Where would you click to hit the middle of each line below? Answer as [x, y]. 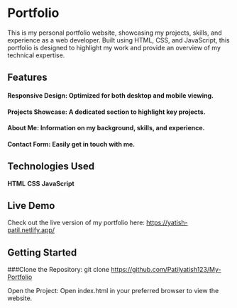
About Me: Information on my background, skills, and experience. [106, 128]
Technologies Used [51, 167]
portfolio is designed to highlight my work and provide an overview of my [114, 47]
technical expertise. [36, 55]
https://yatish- [167, 223]
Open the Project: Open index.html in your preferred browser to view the [113, 291]
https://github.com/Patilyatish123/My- [166, 270]
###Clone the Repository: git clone [59, 270]
